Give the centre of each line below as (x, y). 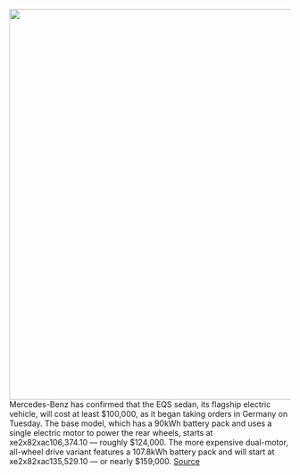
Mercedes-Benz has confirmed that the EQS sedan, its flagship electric (140, 404)
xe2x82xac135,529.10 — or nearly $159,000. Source (105, 461)
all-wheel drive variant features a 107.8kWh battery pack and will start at (142, 452)
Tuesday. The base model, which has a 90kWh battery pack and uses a (141, 423)
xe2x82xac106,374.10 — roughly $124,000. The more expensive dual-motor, (149, 442)
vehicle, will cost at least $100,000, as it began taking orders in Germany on (149, 414)
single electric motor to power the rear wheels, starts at (111, 433)
